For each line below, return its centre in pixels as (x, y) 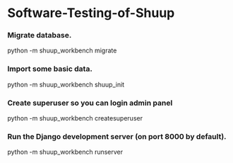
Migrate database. (40, 35)
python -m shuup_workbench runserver (65, 152)
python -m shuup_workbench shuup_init (66, 84)
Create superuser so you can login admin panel (90, 103)
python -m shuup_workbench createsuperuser (75, 118)
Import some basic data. (50, 69)
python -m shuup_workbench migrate (62, 50)
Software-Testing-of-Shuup (91, 13)
